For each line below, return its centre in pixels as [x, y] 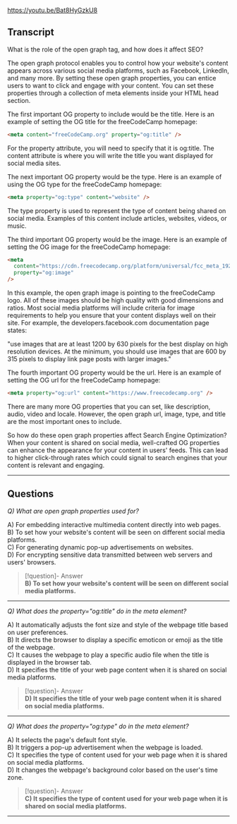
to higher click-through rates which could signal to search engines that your [117, 457]
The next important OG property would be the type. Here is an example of [115, 176]
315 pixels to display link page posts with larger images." [89, 359]
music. [17, 226]
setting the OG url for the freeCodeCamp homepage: [84, 380]
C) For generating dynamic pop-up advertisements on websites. [101, 547]
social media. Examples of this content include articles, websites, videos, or [117, 218]
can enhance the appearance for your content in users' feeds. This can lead [118, 450]
